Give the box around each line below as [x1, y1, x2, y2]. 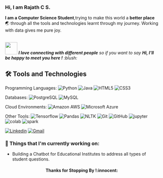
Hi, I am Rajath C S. [5, 4, 51, 11]
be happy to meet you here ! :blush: [5, 55, 78, 61]
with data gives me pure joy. [5, 27, 62, 33]
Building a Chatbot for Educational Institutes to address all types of [12, 151, 146, 157]
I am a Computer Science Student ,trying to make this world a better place [5, 15, 155, 21]
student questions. [12, 156, 50, 162]
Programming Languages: [5, 85, 57, 91]
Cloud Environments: [5, 104, 47, 110]
